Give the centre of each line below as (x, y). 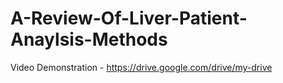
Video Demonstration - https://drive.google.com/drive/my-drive (141, 67)
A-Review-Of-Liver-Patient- (129, 18)
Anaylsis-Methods (89, 39)
